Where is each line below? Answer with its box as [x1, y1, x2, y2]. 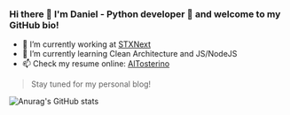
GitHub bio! [9, 19, 59, 31]
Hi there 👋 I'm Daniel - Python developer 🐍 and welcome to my [9, 8, 281, 20]
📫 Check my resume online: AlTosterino [21, 58, 170, 69]
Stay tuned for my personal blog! [30, 79, 152, 89]
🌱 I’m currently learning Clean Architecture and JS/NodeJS [21, 49, 238, 59]
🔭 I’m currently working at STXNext [21, 39, 152, 50]
